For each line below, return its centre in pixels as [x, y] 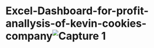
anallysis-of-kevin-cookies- [76, 23]
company [29, 36]
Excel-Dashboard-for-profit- [77, 11]
